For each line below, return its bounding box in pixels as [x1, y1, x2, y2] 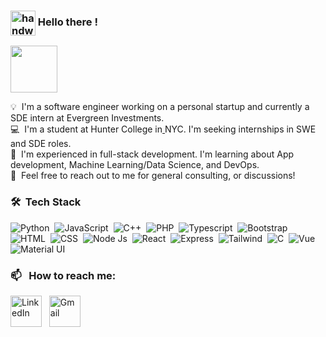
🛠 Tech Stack [10, 195, 82, 209]
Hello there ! [37, 15, 98, 29]
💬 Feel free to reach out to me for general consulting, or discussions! [10, 170, 296, 182]
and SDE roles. [10, 138, 72, 150]
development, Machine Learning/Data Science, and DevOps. [10, 159, 260, 171]
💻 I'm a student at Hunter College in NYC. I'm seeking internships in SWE [10, 123, 317, 135]
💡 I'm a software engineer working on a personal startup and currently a [10, 101, 310, 113]
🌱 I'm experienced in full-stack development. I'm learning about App [10, 148, 295, 160]
